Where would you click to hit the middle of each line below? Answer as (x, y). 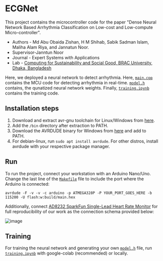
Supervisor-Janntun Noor (38, 52)
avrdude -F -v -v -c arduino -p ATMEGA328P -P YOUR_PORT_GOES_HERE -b (79, 193)
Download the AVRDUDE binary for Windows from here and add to (79, 131)
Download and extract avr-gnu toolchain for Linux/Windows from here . (83, 120)
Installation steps (32, 108)
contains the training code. (32, 93)
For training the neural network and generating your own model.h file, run (79, 248)
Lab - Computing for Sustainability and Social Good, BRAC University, (82, 63)
